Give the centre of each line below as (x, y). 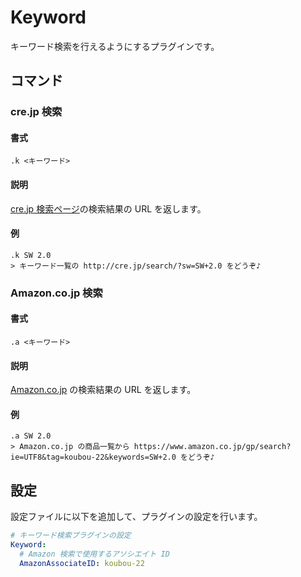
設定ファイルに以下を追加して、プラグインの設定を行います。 (136, 517)
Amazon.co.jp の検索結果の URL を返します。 (103, 390)
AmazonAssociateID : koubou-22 (82, 563)
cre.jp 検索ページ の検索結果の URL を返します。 (108, 208)
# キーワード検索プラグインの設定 (71, 536)
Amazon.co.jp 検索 (56, 293)
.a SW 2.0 (31, 436)
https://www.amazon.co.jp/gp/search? (212, 447)
